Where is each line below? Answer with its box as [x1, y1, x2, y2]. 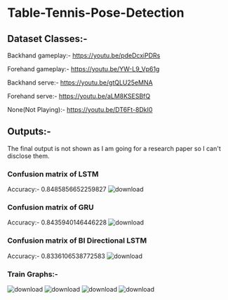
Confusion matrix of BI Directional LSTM [7, 236, 147, 245]
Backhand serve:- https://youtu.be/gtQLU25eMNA [7, 78, 153, 87]
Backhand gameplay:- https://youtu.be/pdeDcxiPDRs [7, 51, 161, 59]
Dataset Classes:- [7, 33, 88, 45]
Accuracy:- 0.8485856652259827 [7, 185, 107, 194]
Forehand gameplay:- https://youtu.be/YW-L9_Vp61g [7, 65, 160, 73]
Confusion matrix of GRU [7, 203, 95, 213]
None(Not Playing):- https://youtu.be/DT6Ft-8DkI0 [7, 106, 153, 113]
